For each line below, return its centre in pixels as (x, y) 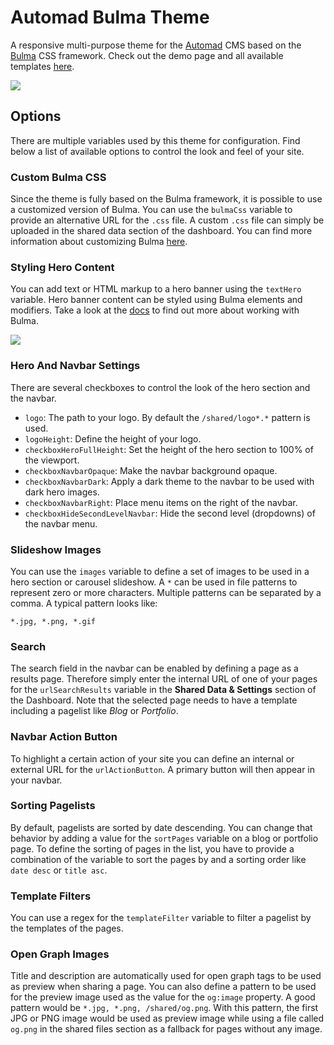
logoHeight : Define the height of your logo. (113, 438)
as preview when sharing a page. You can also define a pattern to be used (163, 987)
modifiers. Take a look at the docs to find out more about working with (155, 310)
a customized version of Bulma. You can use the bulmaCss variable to (151, 210)
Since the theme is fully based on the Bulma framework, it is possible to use (166, 199)
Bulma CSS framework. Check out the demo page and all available (147, 55)
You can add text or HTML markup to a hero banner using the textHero (156, 289)
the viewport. (52, 460)
